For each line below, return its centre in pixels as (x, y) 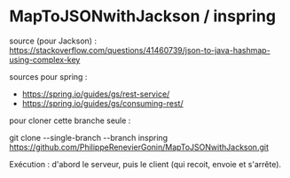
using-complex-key (45, 59)
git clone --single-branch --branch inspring (89, 137)
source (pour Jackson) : (53, 41)
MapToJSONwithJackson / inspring (143, 16)
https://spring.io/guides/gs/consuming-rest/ (102, 103)
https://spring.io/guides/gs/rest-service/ (96, 94)
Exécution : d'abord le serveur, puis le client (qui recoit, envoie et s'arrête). (145, 164)
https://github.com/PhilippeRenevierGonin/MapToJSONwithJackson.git (139, 147)
